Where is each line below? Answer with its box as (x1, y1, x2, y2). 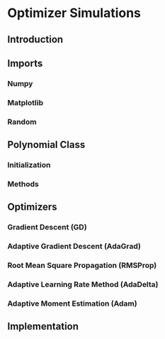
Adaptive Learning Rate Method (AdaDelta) (7, 279, 159, 289)
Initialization (7, 160, 51, 170)
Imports (7, 57, 43, 69)
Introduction (7, 33, 64, 45)
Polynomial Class (7, 139, 86, 151)
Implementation (7, 321, 79, 333)
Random (7, 117, 37, 127)
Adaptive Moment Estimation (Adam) (7, 298, 137, 308)
